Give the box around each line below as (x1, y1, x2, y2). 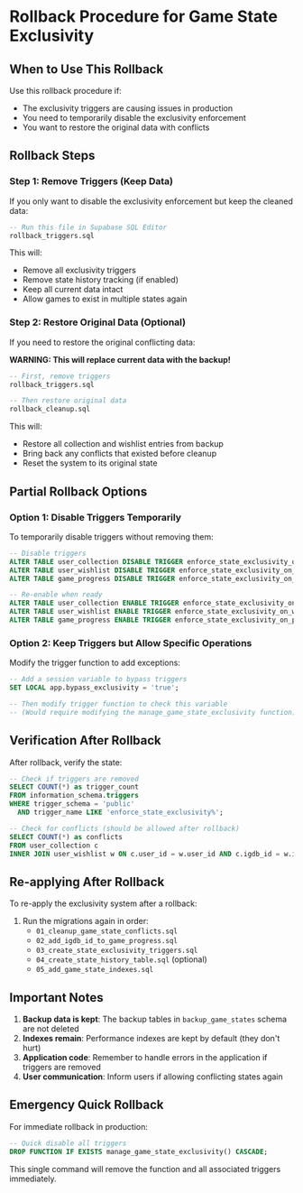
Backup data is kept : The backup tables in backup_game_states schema (22, 1013, 287, 1025)
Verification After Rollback (9, 733, 162, 748)
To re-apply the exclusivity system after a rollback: (9, 898, 197, 909)
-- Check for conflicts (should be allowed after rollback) (9, 824, 241, 833)
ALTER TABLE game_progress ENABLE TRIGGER (9, 615, 171, 624)
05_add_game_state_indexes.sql (35, 966, 154, 975)
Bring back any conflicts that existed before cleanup (22, 449, 217, 459)
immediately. (9, 1173, 57, 1184)
